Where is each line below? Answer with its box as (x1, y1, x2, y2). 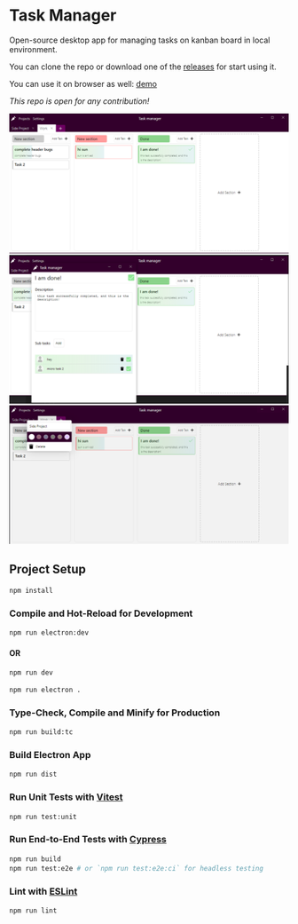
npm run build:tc (9, 728, 74, 737)
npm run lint (9, 906, 58, 915)
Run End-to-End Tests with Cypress (9, 833, 167, 846)
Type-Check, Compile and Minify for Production (9, 707, 221, 719)
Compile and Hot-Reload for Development (9, 607, 193, 620)
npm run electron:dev (9, 628, 90, 637)
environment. (9, 43, 58, 54)
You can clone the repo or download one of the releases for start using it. (9, 61, 277, 72)
